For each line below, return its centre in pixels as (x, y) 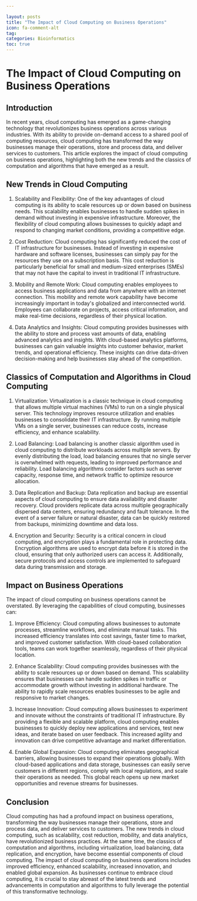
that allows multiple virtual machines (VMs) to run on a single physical (99, 407)
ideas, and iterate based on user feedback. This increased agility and (98, 734)
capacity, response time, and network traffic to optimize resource (94, 475)
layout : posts (24, 17)
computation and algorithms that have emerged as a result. (78, 166)
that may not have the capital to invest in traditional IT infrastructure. (97, 273)
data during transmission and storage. (61, 567)
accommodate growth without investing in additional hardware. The (96, 685)
